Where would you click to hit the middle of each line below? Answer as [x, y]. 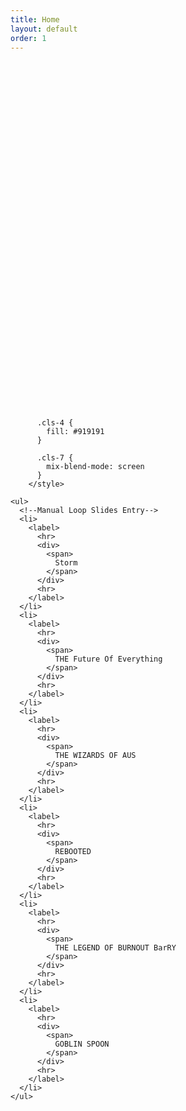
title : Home [35, 19]
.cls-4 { [55, 423]
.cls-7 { [55, 458]
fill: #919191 [75, 432]
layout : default [44, 29]
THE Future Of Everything [108, 659]
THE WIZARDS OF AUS [95, 756]
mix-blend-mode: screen [95, 467]
